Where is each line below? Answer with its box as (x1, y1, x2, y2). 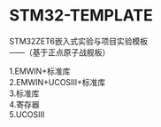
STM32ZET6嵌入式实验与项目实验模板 (9, 36, 149, 46)
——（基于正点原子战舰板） (9, 46, 111, 58)
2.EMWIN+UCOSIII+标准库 (9, 76, 106, 87)
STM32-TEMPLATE (9, 5, 153, 26)
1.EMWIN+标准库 (9, 66, 71, 76)
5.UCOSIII (9, 108, 45, 120)
